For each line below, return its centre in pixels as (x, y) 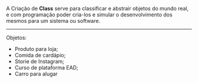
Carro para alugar (36, 74)
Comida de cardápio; (40, 55)
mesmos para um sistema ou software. (53, 21)
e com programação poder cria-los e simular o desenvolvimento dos (89, 15)
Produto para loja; (36, 49)
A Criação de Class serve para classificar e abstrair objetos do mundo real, (98, 8)
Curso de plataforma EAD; (46, 68)
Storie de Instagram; (39, 61)
